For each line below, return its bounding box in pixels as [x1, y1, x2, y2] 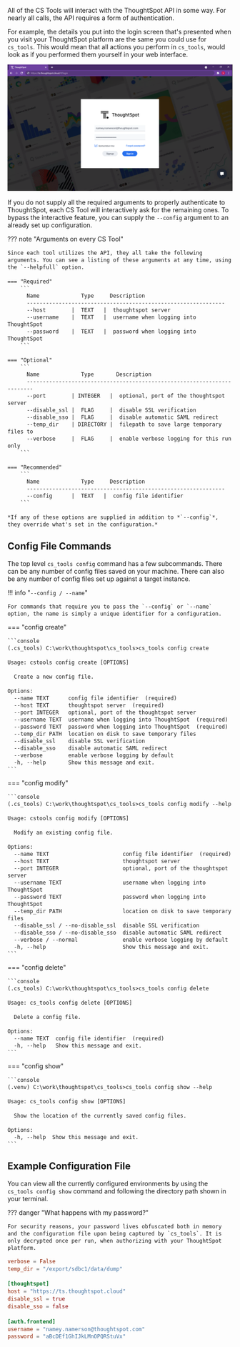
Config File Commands [7, 540, 112, 552]
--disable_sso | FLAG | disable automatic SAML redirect [26, 414, 219, 421]
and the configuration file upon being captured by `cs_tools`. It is [7, 1230, 222, 1237]
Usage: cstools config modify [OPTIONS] [7, 815, 130, 822]
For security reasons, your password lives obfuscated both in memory [7, 1223, 222, 1230]
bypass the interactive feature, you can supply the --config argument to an [7, 214, 229, 222]
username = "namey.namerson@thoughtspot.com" [7, 1326, 145, 1333]
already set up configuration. [7, 221, 93, 229]
